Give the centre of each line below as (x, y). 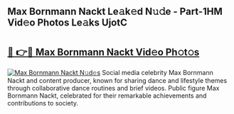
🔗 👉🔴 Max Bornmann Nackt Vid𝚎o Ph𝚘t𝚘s (103, 52)
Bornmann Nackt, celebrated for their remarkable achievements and (107, 96)
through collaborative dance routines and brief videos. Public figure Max (113, 88)
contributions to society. (43, 103)
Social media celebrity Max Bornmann (158, 73)
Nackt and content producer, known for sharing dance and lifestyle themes (117, 80)
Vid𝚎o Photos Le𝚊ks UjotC (68, 23)
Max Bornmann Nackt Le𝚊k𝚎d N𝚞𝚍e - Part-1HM (115, 12)
